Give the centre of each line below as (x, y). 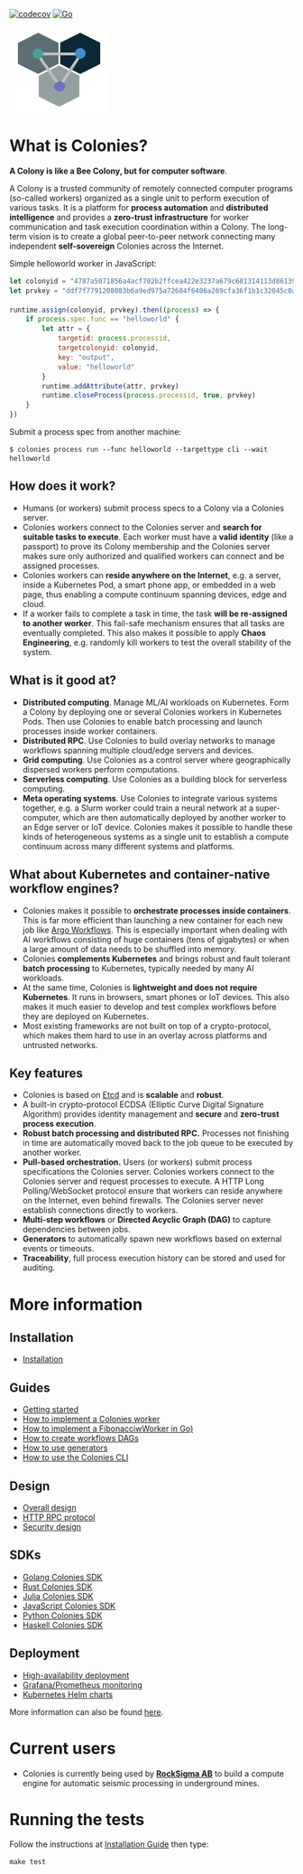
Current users (63, 1748)
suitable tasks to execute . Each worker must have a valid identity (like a (158, 537)
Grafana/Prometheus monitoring (82, 1684)
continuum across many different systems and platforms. (128, 846)
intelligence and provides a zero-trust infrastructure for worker (129, 217)
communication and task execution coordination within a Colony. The (138, 227)
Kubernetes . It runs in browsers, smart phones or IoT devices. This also (156, 997)
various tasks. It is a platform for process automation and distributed (139, 207)
